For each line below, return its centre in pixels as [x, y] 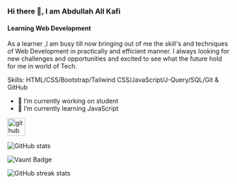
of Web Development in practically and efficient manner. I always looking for [118, 51]
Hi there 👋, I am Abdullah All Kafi [64, 11]
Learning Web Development [49, 28]
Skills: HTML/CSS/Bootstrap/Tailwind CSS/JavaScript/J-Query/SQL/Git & [113, 80]
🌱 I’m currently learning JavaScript [68, 109]
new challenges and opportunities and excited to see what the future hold [115, 59]
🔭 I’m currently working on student [68, 101]
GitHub [18, 87]
